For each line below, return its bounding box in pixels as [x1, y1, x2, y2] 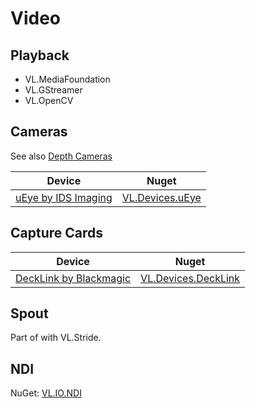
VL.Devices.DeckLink [140, 271, 241, 285]
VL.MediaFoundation [24, 73, 111, 85]
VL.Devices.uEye [121, 190, 202, 204]
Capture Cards [10, 225, 104, 242]
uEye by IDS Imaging [15, 190, 113, 204]
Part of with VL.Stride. [10, 332, 102, 344]
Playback [10, 47, 70, 64]
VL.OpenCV [24, 95, 74, 106]
